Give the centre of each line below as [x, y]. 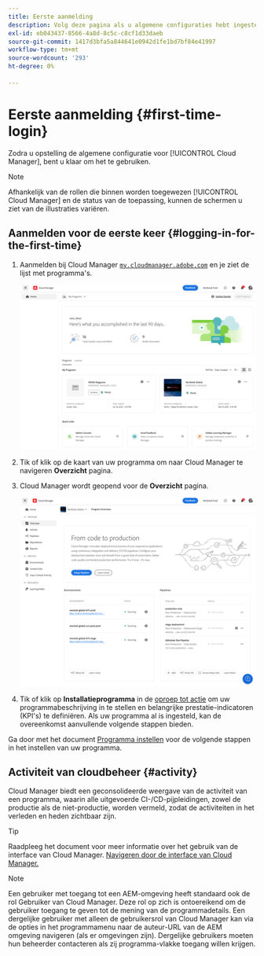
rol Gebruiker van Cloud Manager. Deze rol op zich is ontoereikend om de [127, 902]
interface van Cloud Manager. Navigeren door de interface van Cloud [120, 855]
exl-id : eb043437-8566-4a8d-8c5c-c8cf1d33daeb [86, 33]
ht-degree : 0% [31, 67]
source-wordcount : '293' [49, 58]
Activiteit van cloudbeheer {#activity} [103, 772]
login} [28, 131]
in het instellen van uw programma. [65, 748]
